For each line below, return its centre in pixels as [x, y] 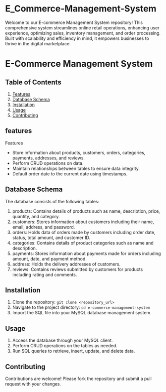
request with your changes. [33, 384]
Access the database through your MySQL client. [62, 340]
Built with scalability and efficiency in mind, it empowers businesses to [77, 38]
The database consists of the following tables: [52, 201]
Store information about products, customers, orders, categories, [79, 152]
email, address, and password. [44, 227]
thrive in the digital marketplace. [38, 43]
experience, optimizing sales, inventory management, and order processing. [83, 33]
